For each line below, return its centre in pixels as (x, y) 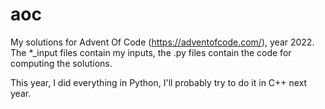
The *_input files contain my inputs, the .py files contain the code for (151, 52)
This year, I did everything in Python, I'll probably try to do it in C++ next (159, 82)
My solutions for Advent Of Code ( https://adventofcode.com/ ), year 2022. (162, 42)
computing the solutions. (61, 63)
